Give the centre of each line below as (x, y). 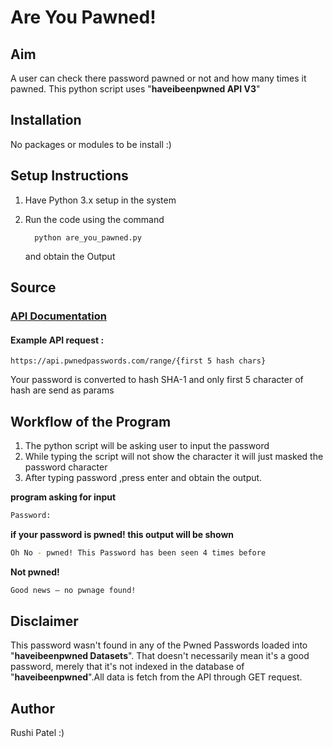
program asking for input (63, 497)
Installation (46, 120)
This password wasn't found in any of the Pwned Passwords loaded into (159, 645)
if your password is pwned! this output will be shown (122, 534)
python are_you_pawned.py (88, 237)
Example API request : (57, 340)
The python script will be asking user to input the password (147, 445)
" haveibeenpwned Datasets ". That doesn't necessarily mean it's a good (160, 656)
